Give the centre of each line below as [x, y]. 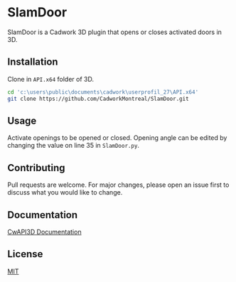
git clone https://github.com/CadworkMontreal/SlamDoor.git [98, 99]
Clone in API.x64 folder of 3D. [51, 79]
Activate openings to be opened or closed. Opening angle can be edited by [117, 138]
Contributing [36, 168]
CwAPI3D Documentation [44, 232]
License [25, 254]
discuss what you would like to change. [65, 192]
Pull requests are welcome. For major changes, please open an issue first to [118, 185]
